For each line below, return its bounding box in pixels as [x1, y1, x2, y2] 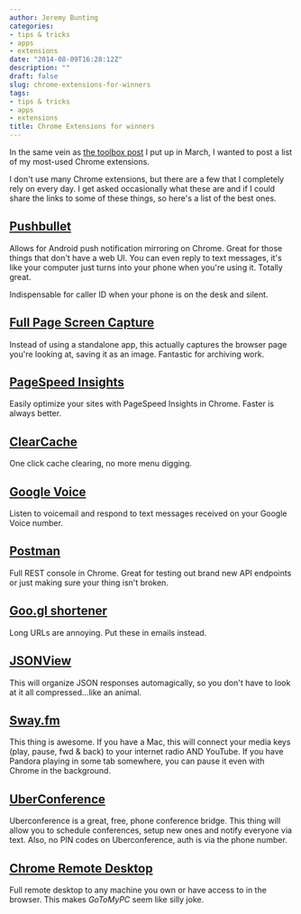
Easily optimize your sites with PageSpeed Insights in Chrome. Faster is [9, 398, 275, 410]
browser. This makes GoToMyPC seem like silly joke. [9, 893, 205, 905]
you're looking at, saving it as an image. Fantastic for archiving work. [9, 348, 265, 359]
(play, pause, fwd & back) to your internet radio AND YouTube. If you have [9, 747, 284, 757]
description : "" [9, 64, 70, 73]
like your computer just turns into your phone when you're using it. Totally [9, 262, 284, 273]
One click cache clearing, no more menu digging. [9, 458, 192, 469]
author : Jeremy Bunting [9, 13, 99, 23]
